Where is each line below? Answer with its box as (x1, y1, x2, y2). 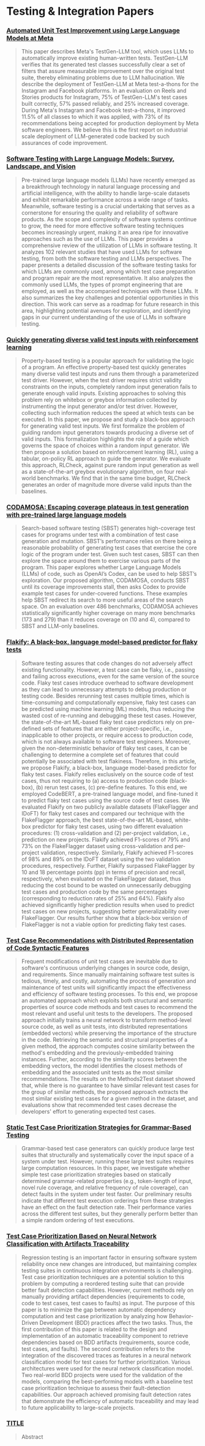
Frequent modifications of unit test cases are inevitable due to (21, 957, 178, 965)
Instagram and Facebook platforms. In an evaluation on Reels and (21, 87, 187, 95)
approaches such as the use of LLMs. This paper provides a (21, 235, 173, 242)
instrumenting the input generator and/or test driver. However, (21, 403, 178, 410)
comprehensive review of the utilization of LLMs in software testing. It (21, 242, 198, 249)
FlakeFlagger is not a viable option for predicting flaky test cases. (21, 921, 187, 928)
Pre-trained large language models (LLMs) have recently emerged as (21, 176, 196, 184)
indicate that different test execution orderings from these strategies (21, 1197, 194, 1204)
